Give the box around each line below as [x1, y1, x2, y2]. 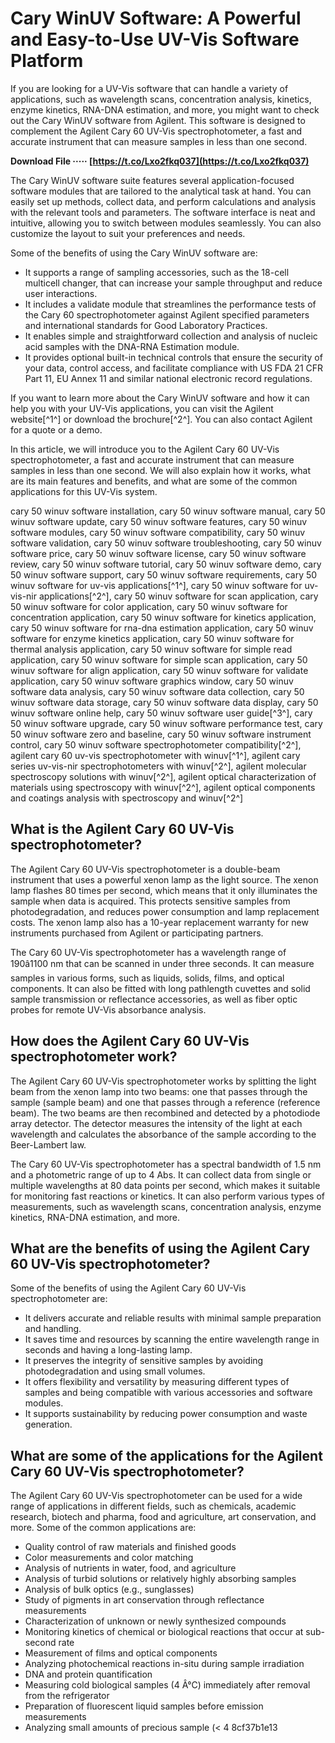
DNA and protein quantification [24, 1668, 153, 1681]
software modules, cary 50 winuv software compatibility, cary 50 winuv [10, 526, 306, 538]
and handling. [24, 1323, 82, 1335]
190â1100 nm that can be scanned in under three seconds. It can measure [10, 957, 315, 969]
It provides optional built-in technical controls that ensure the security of [24, 351, 323, 363]
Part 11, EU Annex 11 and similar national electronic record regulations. [24, 372, 313, 384]
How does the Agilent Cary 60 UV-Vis [10, 1033, 250, 1050]
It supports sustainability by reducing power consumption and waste [24, 1408, 308, 1420]
